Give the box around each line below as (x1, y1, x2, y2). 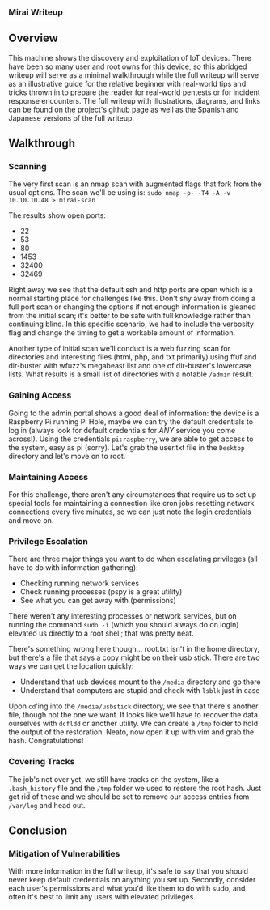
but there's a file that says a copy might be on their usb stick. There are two (8, 653, 260, 662)
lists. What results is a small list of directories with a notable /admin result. (8, 369, 254, 379)
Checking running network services (19, 578, 140, 589)
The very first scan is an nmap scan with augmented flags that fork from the (8, 179, 262, 189)
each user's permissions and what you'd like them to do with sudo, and (8, 883, 246, 893)
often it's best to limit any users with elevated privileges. (8, 892, 196, 902)
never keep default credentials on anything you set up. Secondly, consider (8, 875, 256, 885)
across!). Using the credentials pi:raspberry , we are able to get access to (8, 434, 254, 444)
